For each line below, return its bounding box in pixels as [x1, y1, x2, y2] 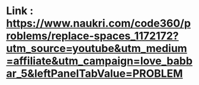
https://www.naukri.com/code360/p [6, 17, 191, 30]
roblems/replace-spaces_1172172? [6, 30, 179, 42]
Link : [6, 4, 34, 18]
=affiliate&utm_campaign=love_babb [6, 54, 193, 68]
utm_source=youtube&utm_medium [6, 42, 188, 55]
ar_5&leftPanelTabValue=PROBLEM [6, 67, 183, 80]
